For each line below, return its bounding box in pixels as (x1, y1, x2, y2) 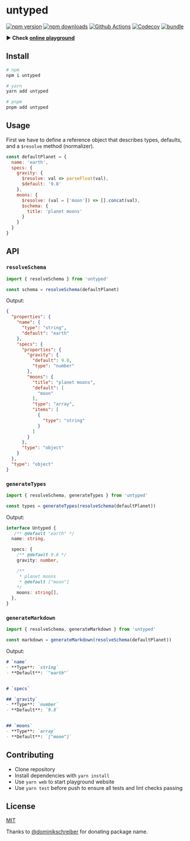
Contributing (6, 750, 54, 760)
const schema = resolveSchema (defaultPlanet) (6, 286, 119, 292)
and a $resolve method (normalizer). (6, 142, 95, 150)
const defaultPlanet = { (6, 154, 67, 160)
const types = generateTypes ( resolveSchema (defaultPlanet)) (6, 503, 157, 509)
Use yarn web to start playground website (14, 778, 115, 785)
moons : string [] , (16, 590, 59, 596)
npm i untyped (6, 72, 41, 78)
